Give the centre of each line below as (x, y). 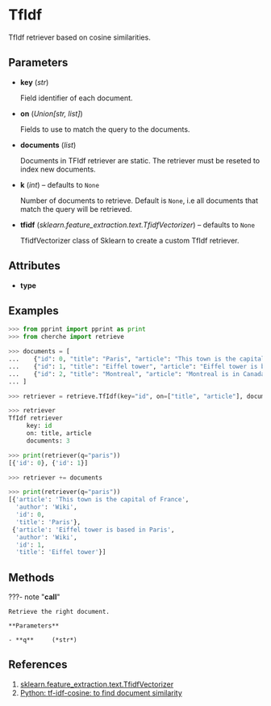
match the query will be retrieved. (76, 209)
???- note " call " (34, 597)
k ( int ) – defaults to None (59, 184)
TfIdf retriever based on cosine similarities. (79, 37)
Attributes (34, 266)
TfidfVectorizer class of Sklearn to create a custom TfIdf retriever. (129, 240)
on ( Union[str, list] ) (51, 113)
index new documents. (58, 169)
